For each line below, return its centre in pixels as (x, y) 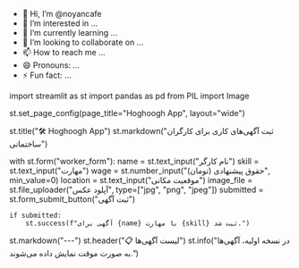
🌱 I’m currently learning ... (70, 33)
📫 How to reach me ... (64, 52)
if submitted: (36, 215)
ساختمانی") (29, 144)
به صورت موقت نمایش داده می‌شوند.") (74, 253)
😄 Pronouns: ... (51, 65)
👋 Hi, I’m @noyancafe (62, 14)
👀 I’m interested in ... (60, 23)
